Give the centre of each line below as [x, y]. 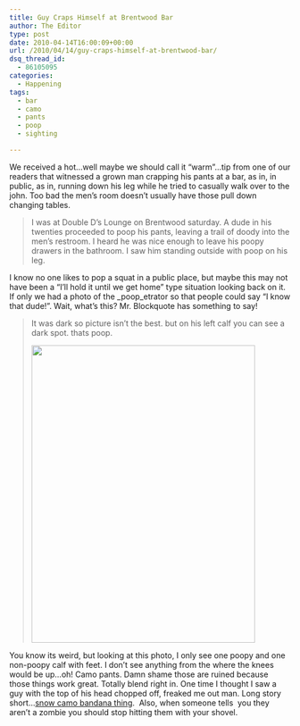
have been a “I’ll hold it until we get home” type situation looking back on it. [147, 287]
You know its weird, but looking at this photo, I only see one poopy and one [147, 655]
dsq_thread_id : [37, 59]
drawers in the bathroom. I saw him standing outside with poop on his [159, 250]
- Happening [40, 84]
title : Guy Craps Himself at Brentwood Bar [92, 17]
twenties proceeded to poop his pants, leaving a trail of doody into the [160, 231]
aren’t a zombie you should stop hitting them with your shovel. [124, 712]
